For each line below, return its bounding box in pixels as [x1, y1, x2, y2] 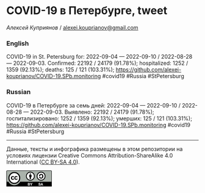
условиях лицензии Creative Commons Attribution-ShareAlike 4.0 [6, 151, 173, 159]
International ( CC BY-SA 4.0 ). [6, 158, 81, 166]
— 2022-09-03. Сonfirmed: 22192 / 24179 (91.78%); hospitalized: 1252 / [6, 59, 189, 67]
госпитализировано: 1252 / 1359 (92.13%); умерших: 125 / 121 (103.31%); [6, 114, 192, 122]
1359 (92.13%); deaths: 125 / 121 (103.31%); [6, 66, 115, 73]
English [6, 39, 29, 48]
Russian [6, 88, 31, 96]
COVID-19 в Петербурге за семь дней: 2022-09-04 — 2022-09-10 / [6, 101, 181, 109]
